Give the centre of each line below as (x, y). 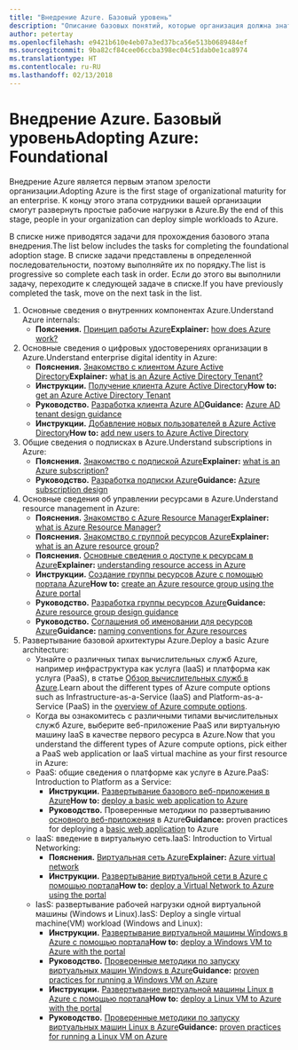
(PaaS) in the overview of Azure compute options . (157, 706)
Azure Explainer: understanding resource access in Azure (141, 564)
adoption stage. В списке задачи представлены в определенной (130, 255)
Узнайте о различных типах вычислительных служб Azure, (146, 659)
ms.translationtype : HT (53, 59)
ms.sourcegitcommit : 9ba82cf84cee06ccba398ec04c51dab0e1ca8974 (129, 51)
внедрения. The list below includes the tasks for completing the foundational (149, 246)
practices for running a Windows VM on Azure (133, 979)
